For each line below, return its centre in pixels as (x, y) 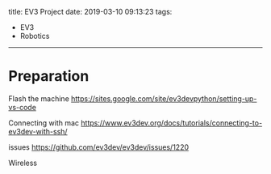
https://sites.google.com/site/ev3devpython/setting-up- (164, 98)
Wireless (23, 163)
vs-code (22, 107)
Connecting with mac (44, 123)
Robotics (35, 36)
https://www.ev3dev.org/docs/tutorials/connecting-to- (171, 123)
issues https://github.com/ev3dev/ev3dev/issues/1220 (99, 147)
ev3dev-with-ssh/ (38, 131)
